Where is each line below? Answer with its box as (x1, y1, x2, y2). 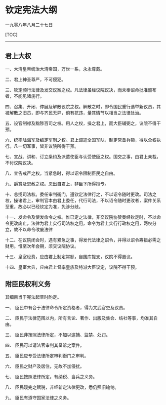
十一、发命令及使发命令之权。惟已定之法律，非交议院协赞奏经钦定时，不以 (5, 214, 157, 220)
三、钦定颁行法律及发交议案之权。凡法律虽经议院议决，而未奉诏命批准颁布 (5, 87, 157, 93)
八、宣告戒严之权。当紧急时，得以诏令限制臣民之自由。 (5, 170, 118, 176)
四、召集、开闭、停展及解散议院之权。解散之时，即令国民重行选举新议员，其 (5, 103, 161, 109)
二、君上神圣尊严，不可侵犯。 (5, 76, 66, 82)
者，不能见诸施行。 (5, 93, 44, 99)
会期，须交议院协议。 (35, 243, 79, 249)
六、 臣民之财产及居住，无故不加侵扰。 (5, 363, 84, 369)
